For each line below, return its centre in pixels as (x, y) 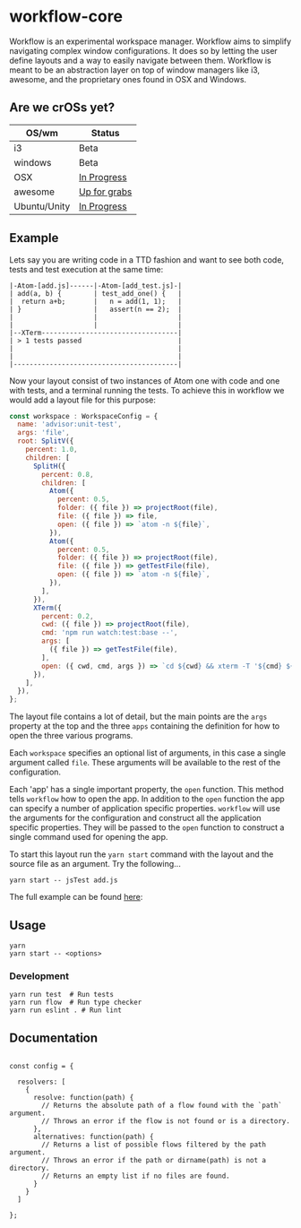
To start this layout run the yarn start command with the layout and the (142, 854)
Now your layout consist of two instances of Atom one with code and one (145, 381)
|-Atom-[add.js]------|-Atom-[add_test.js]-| (95, 285)
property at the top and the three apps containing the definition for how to (145, 726)
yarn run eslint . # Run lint (66, 1010)
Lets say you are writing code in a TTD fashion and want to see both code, (147, 259)
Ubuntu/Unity (42, 206)
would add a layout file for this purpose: (83, 400)
